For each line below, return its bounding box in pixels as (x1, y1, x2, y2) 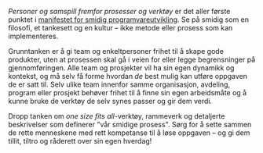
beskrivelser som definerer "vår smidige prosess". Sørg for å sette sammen (8, 120, 252, 129)
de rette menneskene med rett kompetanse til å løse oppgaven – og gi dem (8, 128, 250, 137)
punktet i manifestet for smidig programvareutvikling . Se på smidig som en (8, 15, 250, 24)
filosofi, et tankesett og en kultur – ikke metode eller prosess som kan (8, 23, 233, 32)
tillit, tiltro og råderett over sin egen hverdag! (8, 137, 152, 145)
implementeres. (8, 31, 59, 41)
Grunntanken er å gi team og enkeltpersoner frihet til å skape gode (8, 47, 224, 55)
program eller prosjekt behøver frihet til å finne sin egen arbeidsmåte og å (8, 88, 247, 97)
